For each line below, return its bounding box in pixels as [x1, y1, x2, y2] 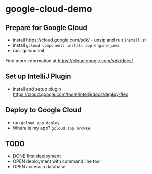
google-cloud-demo [5, 3, 92, 15]
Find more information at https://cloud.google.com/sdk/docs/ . [5, 57, 134, 64]
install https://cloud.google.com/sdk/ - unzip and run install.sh [12, 37, 147, 43]
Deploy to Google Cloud [5, 106, 82, 114]
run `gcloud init [12, 48, 45, 53]
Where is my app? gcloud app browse [12, 125, 90, 131]
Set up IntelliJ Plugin [5, 72, 71, 81]
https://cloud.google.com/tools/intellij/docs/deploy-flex [12, 91, 128, 97]
